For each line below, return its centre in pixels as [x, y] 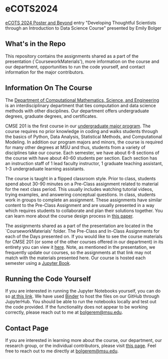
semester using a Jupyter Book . [38, 263]
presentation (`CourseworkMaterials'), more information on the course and [82, 61]
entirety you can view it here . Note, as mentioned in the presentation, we [80, 247]
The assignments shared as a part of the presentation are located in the [79, 226]
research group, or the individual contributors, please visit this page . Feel [81, 346]
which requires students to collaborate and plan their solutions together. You [84, 210]
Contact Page [27, 328]
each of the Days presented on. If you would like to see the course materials [84, 236]
